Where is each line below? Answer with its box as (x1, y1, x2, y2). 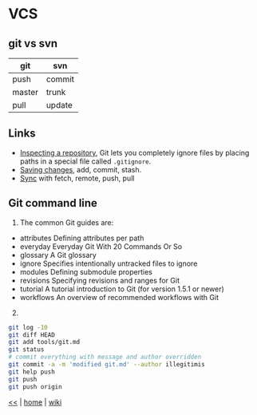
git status (8, 346, 45, 354)
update (45, 100, 73, 110)
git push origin (8, 382, 62, 391)
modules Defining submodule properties (19, 267, 153, 276)
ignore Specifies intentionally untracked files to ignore (19, 259, 198, 268)
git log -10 (8, 323, 48, 331)
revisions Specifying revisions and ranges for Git (19, 275, 180, 285)
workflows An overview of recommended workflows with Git (19, 292, 219, 302)
